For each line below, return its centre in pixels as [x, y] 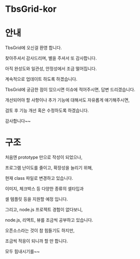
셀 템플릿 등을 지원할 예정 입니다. [37, 199]
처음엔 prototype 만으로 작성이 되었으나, [44, 157]
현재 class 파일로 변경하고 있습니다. [39, 178]
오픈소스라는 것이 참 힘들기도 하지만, [40, 230]
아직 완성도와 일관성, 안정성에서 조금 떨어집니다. [51, 69]
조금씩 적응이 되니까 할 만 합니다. [37, 241]
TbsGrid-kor [31, 9]
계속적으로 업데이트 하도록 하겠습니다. [41, 79]
